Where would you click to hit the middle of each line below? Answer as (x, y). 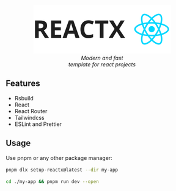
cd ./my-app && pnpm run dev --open (52, 181)
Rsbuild (24, 98)
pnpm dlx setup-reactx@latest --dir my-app (62, 170)
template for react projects (102, 64)
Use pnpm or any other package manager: (59, 158)
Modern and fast (102, 58)
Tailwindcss (29, 117)
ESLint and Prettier (38, 124)
